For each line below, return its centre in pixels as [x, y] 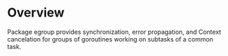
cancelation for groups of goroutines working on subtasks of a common [111, 39]
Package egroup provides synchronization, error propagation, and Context [114, 32]
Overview [36, 13]
